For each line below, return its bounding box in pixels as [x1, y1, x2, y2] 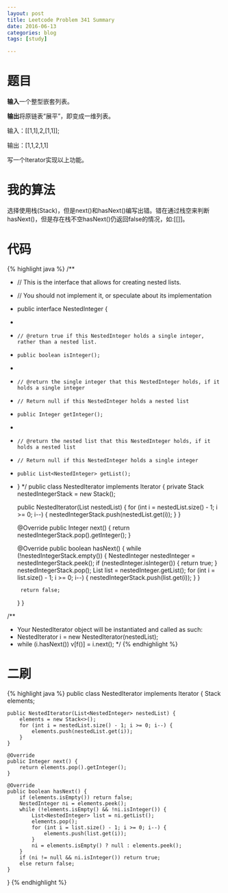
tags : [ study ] [7, 36, 48, 43]
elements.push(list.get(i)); [43, 830, 127, 837]
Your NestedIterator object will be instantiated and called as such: [16, 625, 203, 633]
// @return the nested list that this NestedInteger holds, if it [16, 438, 211, 444]
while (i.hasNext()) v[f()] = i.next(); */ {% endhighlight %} [16, 640, 178, 648]
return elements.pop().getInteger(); [19, 764, 127, 771]
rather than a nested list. [16, 338, 97, 346]
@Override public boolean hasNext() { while [16, 544, 142, 552]
